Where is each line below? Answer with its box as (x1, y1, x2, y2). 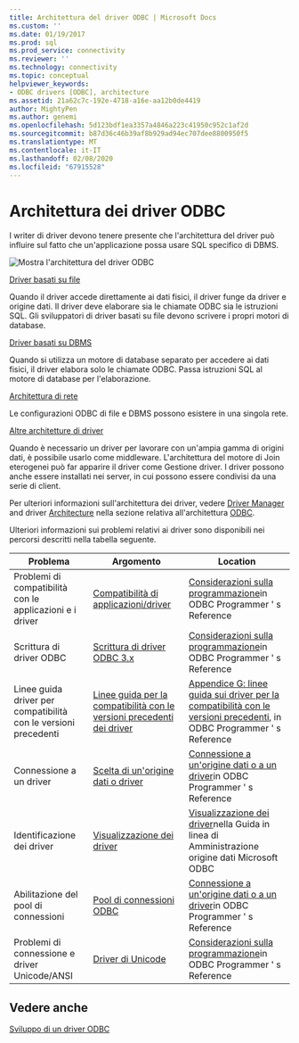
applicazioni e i (13, 604, 77, 617)
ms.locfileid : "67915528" (9, 162, 105, 171)
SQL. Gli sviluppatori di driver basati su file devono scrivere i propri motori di (9, 310, 289, 321)
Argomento (111, 555, 162, 567)
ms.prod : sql (9, 37, 58, 47)
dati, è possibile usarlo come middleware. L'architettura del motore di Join (9, 452, 280, 463)
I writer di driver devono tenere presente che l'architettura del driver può (9, 230, 275, 241)
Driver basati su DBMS (9, 337, 93, 348)
